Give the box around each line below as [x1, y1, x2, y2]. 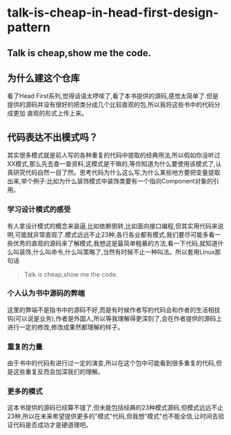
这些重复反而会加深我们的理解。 [12, 368, 104, 376]
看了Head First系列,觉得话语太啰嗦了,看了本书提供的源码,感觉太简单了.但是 [7, 92, 219, 100]
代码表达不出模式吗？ [7, 131, 98, 143]
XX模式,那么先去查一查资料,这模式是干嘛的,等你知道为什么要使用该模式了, [7, 160, 216, 168]
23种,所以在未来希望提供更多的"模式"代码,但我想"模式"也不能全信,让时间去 [7, 412, 219, 420]
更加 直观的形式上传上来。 [12, 109, 88, 118]
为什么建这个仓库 [7, 72, 80, 84]
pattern [7, 19, 50, 35]
